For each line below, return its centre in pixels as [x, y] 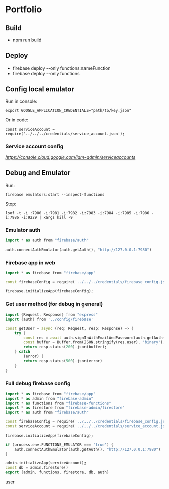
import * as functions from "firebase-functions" [58, 403]
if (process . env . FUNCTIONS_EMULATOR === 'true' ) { [59, 445]
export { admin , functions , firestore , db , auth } [57, 472]
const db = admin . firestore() [37, 468]
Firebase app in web [30, 262]
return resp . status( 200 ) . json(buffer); [65, 347]
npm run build [27, 40]
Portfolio [24, 9]
